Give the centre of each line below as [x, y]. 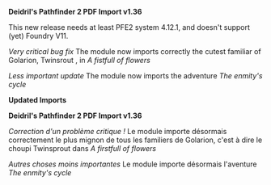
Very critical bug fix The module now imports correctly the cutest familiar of [135, 51]
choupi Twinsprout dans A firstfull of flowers [82, 148]
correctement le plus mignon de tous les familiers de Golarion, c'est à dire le [135, 140]
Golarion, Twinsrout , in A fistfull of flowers [80, 60]
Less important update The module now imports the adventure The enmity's [135, 76]
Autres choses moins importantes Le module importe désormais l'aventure [133, 164]
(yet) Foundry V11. [38, 36]
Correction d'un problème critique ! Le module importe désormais [118, 131]
